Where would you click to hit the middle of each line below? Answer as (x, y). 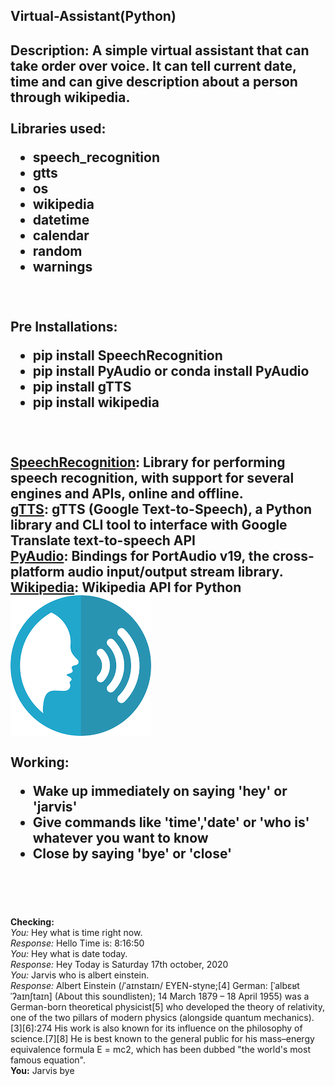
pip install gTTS (82, 386)
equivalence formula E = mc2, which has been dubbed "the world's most (160, 1050)
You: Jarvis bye (42, 1071)
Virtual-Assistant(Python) (93, 16)
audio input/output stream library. (175, 571)
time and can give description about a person (154, 81)
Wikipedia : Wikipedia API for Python (126, 587)
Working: (40, 762)
